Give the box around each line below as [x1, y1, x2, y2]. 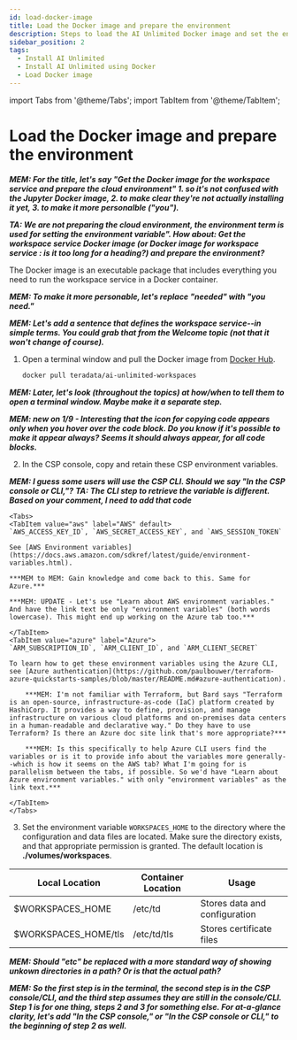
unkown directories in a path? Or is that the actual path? [9, 966, 221, 976]
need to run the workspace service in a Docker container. [9, 273, 218, 284]
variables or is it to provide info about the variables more [9, 751, 243, 761]
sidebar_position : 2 [9, 37, 86, 47]
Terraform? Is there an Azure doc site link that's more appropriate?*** [9, 728, 287, 737]
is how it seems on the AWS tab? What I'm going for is [36, 759, 247, 768]
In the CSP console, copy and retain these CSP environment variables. [21, 458, 278, 469]
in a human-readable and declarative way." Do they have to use [9, 720, 251, 730]
